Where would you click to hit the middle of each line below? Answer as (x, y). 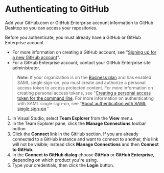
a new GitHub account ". (36, 57)
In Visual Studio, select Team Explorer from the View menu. (73, 118)
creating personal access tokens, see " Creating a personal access (84, 93)
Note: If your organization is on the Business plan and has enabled (84, 77)
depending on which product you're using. (55, 160)
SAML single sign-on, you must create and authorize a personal (81, 83)
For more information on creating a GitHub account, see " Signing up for (84, 52)
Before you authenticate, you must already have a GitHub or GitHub (73, 37)
